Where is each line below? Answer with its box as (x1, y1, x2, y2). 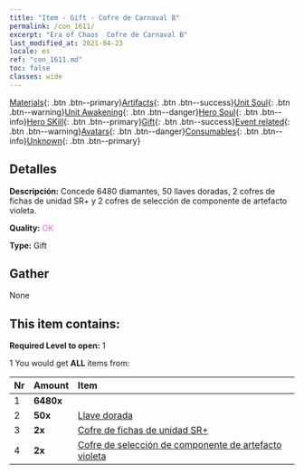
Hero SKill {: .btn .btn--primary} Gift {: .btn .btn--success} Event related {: (26, 116, 290, 127)
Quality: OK (9, 223, 54, 233)
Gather (9, 266, 50, 281)
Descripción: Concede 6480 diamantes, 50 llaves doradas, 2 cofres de (9, 185, 276, 196)
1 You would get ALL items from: (9, 358, 130, 369)
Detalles (9, 162, 57, 177)
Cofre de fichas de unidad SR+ (77, 424, 209, 437)
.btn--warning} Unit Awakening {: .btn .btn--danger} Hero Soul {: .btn (9, 106, 259, 118)
